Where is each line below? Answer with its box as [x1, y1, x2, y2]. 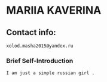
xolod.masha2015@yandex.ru [6, 43, 74, 49]
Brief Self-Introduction [6, 56, 74, 65]
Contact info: [6, 27, 57, 37]
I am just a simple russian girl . [6, 70, 95, 76]
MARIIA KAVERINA [6, 4, 102, 17]
